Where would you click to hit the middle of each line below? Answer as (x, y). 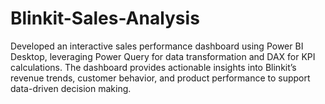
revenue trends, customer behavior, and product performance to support (160, 78)
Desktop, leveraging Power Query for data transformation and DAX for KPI (163, 56)
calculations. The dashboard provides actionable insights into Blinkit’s (153, 67)
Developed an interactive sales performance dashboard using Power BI (157, 46)
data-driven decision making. (71, 88)
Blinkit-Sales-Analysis (105, 18)
